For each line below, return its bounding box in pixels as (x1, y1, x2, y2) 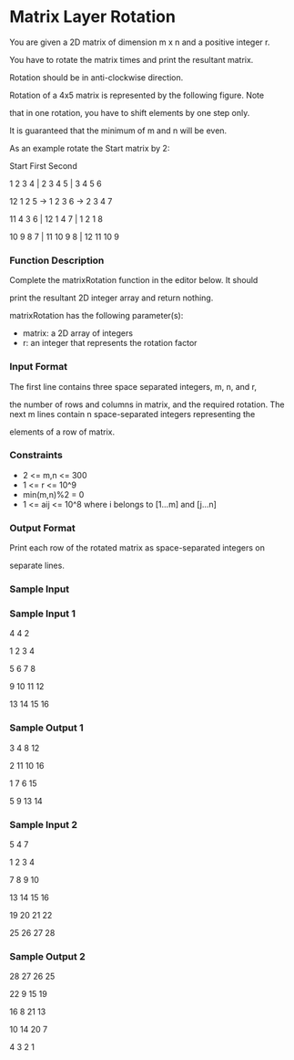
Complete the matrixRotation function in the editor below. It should (9, 275, 259, 286)
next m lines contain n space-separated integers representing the (9, 408, 256, 419)
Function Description (9, 254, 105, 267)
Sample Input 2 (9, 818, 77, 831)
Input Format (9, 361, 68, 373)
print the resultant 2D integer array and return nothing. (9, 292, 214, 303)
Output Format (9, 521, 76, 534)
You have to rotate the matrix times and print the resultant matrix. (9, 54, 254, 65)
